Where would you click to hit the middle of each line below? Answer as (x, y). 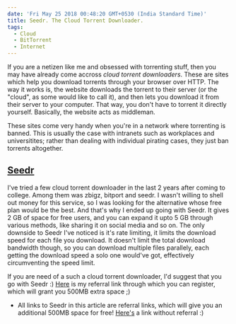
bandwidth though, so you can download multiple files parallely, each (108, 248)
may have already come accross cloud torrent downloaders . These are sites (118, 74)
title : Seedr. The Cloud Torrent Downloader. (75, 21)
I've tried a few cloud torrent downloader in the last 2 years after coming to (117, 187)
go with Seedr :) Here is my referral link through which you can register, (111, 284)
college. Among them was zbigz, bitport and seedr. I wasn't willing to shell (116, 195)
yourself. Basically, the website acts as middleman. (81, 112)
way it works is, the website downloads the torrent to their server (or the (112, 89)
